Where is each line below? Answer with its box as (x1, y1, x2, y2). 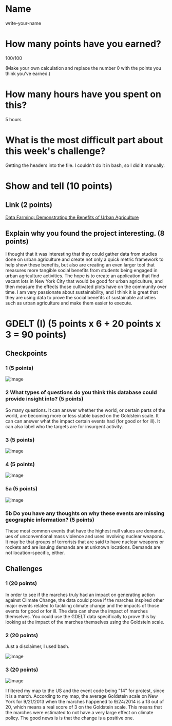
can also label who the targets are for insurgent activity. (5, 423, 123, 429)
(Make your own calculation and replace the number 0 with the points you (5, 65, 162, 71)
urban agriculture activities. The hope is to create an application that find (5, 273, 160, 279)
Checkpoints (5, 349, 47, 358)
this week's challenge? (5, 145, 106, 157)
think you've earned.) (5, 70, 51, 77)
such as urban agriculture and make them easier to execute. (5, 300, 132, 306)
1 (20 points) (5, 580, 37, 587)
